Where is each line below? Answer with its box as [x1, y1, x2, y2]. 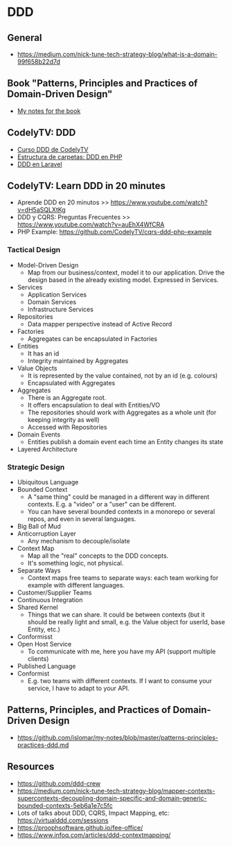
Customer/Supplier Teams [17, 588, 92, 597]
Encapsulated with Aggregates [27, 378, 116, 387]
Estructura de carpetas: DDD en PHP [17, 152, 123, 161]
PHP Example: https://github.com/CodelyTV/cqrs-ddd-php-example [17, 228, 212, 236]
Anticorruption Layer [17, 529, 76, 538]
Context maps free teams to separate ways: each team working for [27, 574, 219, 582]
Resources [7, 761, 55, 773]
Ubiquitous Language [17, 478, 79, 486]
